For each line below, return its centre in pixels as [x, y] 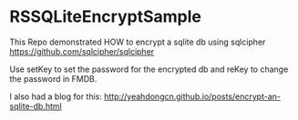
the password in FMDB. [53, 78]
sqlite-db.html [36, 105]
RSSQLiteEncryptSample [106, 17]
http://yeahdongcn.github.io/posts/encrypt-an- [192, 96]
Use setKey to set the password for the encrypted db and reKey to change [149, 69]
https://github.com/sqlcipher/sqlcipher [82, 51]
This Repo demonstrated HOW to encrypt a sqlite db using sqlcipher [138, 42]
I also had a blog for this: [56, 96]
